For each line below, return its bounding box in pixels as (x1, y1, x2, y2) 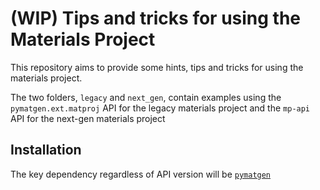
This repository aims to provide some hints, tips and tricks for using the (10, 61, 304, 73)
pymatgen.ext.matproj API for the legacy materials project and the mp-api (10, 102, 311, 114)
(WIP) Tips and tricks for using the (10, 7, 302, 30)
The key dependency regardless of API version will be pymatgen (10, 168, 272, 180)
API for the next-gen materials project (10, 112, 166, 124)
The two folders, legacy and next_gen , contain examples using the (10, 91, 282, 103)
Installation (10, 142, 82, 159)
